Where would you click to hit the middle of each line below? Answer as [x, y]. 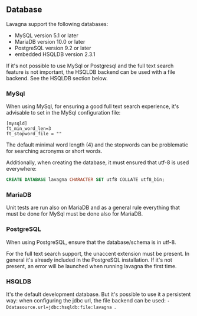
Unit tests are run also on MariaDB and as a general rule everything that [93, 208]
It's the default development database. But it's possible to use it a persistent [98, 294]
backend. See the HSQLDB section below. [57, 78]
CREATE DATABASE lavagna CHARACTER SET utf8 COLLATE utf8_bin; [86, 180]
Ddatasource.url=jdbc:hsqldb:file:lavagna [59, 307]
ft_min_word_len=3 [29, 129]
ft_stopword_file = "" [34, 134]
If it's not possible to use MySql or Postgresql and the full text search [90, 66]
